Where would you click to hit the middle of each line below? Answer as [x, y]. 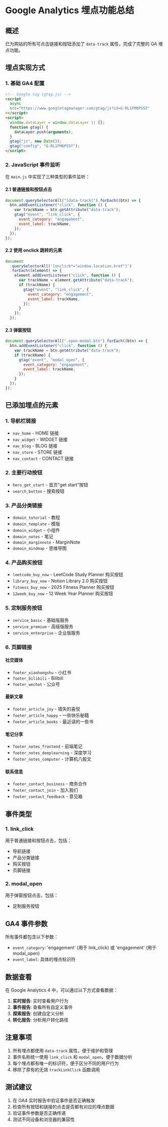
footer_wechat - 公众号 [36, 684]
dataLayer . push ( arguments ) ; [44, 132]
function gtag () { [29, 127]
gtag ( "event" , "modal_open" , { [51, 360]
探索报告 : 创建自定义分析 [38, 1014]
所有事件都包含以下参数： [32, 937]
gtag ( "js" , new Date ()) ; [36, 142]
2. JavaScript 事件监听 [33, 164]
